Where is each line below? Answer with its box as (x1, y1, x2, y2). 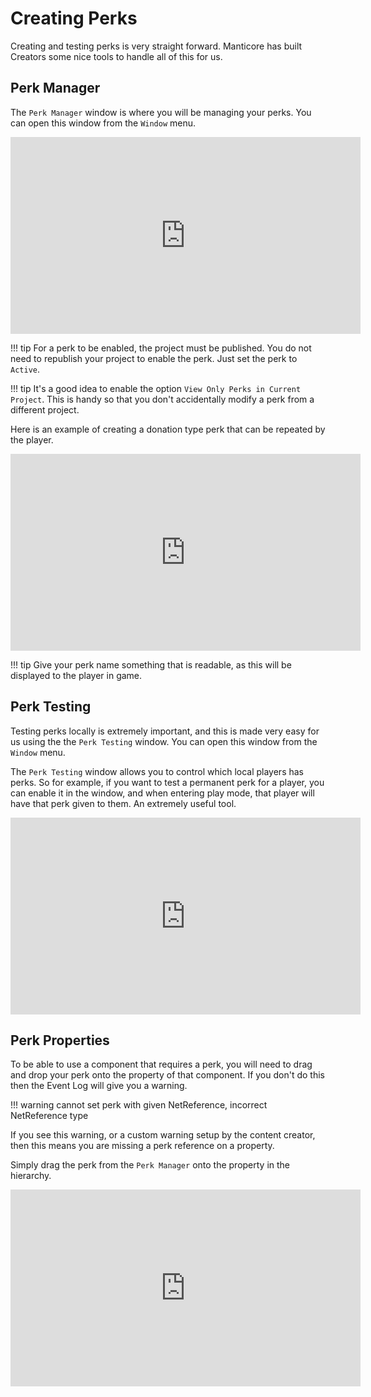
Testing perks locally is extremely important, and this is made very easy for (10, 725, 320, 737)
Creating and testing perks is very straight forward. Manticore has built (10, 40, 303, 52)
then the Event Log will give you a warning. (10, 1080, 188, 1092)
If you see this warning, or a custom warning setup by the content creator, (10, 1129, 316, 1141)
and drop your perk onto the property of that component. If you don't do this (10, 1069, 325, 1081)
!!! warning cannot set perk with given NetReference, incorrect (10, 1099, 268, 1111)
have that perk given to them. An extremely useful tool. (10, 797, 237, 809)
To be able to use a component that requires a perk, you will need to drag (10, 1058, 313, 1071)
